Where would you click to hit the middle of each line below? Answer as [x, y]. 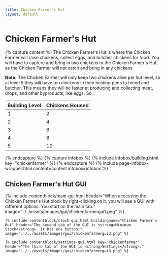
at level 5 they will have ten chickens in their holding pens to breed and [77, 83]
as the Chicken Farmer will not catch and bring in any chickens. [69, 68]
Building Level [25, 106]
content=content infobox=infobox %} [70, 169]
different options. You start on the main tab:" [50, 206]
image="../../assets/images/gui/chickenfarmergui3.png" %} [67, 251]
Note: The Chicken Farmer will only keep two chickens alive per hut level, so [83, 77]
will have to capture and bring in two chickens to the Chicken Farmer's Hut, [82, 63]
